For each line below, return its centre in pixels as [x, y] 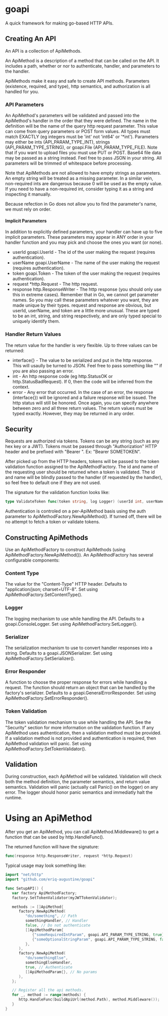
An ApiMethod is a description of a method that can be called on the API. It [82, 61]
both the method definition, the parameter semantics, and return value [77, 782]
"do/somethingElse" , [47, 958]
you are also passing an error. [43, 371]
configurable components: [32, 560]
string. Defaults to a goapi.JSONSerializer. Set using [59, 653]
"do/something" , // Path [51, 916]
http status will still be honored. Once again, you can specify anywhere [85, 403]
